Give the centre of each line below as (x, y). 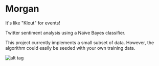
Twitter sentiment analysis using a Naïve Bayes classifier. (65, 32)
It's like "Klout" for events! (33, 23)
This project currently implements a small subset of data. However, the (80, 42)
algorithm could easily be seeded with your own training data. (70, 48)
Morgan (22, 9)
